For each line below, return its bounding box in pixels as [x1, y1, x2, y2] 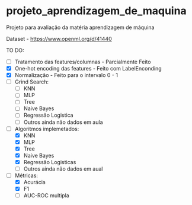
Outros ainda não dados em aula [23, 118, 103, 126]
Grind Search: [14, 78, 49, 85]
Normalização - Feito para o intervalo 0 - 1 [14, 72, 119, 79]
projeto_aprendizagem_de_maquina [6, 4, 187, 18]
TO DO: [6, 46, 25, 54]
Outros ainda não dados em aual [23, 165, 103, 172]
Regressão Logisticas [23, 158, 76, 165]
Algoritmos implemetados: [14, 125, 79, 132]
